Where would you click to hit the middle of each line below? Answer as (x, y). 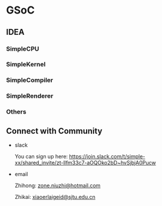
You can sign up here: (41, 156)
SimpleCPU (23, 49)
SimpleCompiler (30, 80)
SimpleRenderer (30, 96)
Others (16, 112)
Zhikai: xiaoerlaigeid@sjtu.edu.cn (55, 197)
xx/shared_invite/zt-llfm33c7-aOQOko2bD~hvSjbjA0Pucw (85, 163)
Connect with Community (54, 131)
